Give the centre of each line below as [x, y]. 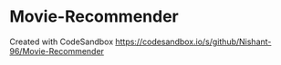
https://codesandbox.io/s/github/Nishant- [193, 42]
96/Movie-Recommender [57, 51]
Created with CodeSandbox [62, 42]
